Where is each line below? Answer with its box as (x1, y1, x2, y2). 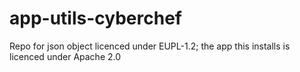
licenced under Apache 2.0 (9, 50, 122, 62)
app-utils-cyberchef (9, 7, 182, 30)
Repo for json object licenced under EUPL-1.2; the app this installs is (9, 40, 291, 52)
